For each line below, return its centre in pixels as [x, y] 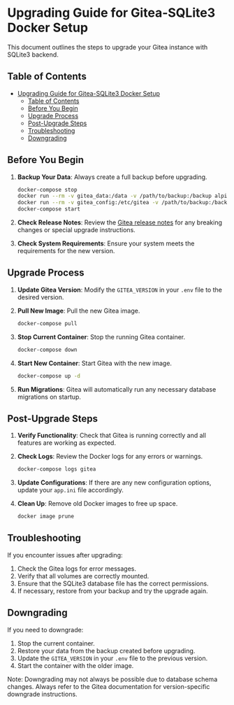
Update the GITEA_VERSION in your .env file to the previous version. [112, 658]
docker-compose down [47, 350]
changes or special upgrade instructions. [76, 230]
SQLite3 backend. [33, 55]
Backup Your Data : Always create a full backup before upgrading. [112, 177]
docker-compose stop [47, 190]
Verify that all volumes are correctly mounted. [83, 576]
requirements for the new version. [66, 251]
